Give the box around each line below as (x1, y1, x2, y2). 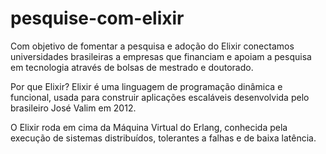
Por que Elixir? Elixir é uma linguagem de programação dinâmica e (10, 80, 283, 92)
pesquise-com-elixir (10, 7, 185, 30)
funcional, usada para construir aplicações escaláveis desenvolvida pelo (10, 91, 310, 103)
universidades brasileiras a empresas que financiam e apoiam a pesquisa (10, 50, 312, 62)
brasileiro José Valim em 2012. (10, 102, 137, 114)
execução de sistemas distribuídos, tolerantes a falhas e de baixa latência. (10, 132, 317, 144)
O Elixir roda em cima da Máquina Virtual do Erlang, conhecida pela (10, 121, 288, 133)
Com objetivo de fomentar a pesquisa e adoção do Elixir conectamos (10, 40, 295, 52)
